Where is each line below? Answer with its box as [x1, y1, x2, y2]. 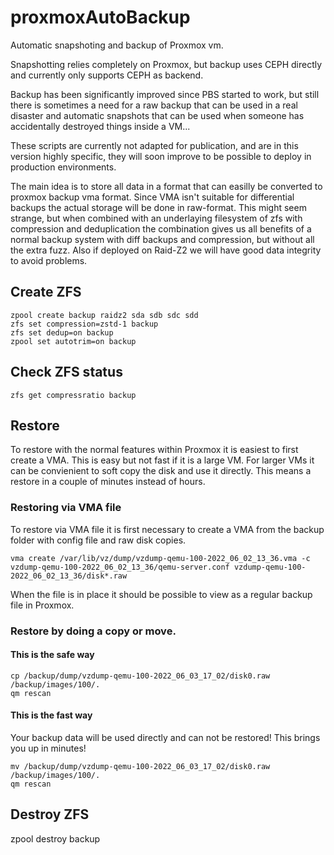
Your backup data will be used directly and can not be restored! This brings [10, 732, 321, 743]
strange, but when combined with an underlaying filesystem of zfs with [10, 212, 303, 224]
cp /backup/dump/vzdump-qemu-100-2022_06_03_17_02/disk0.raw [10, 671, 271, 681]
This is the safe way [10, 649, 95, 661]
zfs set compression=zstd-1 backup [10, 319, 159, 329]
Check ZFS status [10, 364, 123, 381]
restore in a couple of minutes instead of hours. [10, 476, 206, 488]
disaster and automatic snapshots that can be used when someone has [10, 109, 305, 121]
